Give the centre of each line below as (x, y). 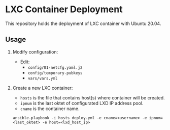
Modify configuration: (35, 51)
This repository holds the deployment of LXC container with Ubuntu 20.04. (83, 23)
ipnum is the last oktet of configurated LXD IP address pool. (82, 103)
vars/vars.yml (43, 78)
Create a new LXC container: (43, 88)
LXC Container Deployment (64, 9)
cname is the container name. (50, 109)
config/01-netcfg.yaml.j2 (55, 67)
